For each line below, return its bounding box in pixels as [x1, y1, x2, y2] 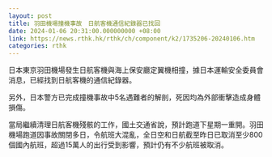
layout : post [8, 11, 53, 20]
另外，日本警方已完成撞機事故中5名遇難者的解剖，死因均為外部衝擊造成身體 [8, 92, 261, 102]
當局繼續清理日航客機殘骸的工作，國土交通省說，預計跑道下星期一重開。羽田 [8, 120, 264, 129]
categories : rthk [8, 42, 67, 50]
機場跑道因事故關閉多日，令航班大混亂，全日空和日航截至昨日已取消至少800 [8, 130, 263, 140]
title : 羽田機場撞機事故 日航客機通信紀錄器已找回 [8, 19, 160, 28]
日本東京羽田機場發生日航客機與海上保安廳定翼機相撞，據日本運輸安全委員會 [8, 66, 264, 75]
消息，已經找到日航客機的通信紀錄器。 [8, 75, 136, 85]
